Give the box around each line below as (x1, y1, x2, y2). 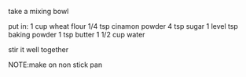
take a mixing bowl (8, 7, 69, 16)
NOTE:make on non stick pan (8, 60, 103, 69)
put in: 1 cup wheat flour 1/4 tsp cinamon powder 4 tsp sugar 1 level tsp (8, 22, 238, 30)
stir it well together (8, 45, 69, 54)
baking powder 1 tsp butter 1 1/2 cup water (8, 30, 145, 39)
